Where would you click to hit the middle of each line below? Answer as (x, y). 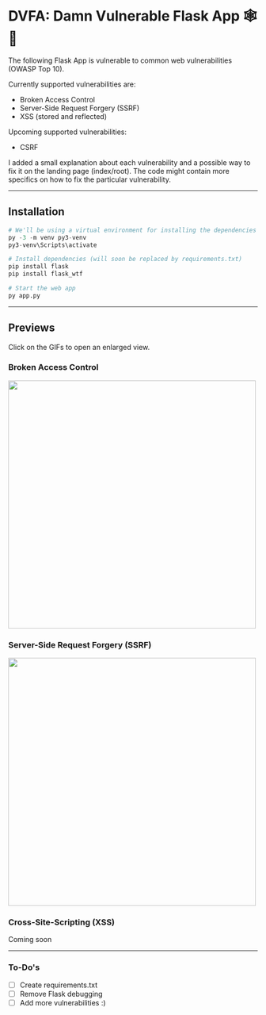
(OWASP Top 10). (36, 68)
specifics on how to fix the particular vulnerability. (90, 179)
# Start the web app (42, 288)
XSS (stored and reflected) (63, 116)
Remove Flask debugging (61, 994)
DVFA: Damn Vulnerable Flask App (124, 16)
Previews (32, 328)
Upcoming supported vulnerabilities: (68, 132)
